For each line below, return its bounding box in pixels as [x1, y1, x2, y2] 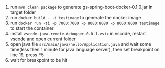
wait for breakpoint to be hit [10, 57, 68, 63]
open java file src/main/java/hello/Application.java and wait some [10, 41, 151, 47]
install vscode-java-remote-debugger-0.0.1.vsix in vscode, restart [10, 31, 146, 36]
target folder [10, 9, 36, 15]
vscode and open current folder [10, 36, 76, 42]
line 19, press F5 [10, 52, 44, 58]
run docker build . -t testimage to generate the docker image [10, 15, 141, 20]
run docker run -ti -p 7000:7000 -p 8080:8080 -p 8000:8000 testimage [10, 20, 160, 26]
